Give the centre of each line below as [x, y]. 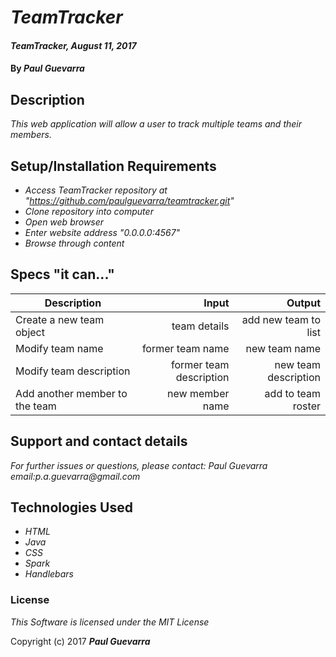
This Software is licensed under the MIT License [110, 622]
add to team [292, 393]
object [30, 332]
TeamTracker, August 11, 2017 [73, 45]
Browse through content [74, 243]
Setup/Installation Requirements [113, 166]
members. [31, 135]
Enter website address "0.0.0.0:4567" [102, 232]
